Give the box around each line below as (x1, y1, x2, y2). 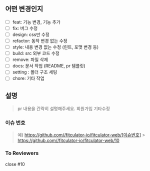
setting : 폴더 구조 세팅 (12, 69, 57, 75)
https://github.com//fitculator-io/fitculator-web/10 (17, 137, 120, 143)
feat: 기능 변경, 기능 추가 (12, 19, 61, 25)
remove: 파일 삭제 (12, 56, 48, 62)
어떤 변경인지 (5, 4, 43, 13)
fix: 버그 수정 (12, 25, 38, 31)
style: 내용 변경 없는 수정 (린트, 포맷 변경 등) (12, 44, 99, 50)
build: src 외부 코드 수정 (12, 50, 60, 56)
